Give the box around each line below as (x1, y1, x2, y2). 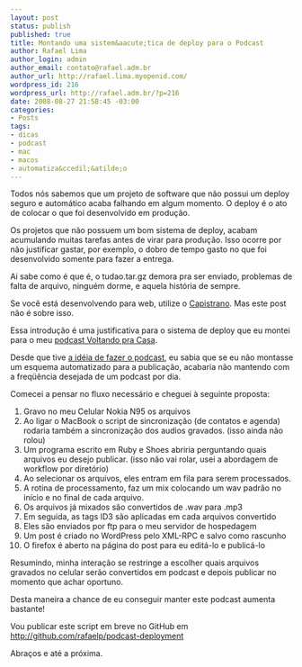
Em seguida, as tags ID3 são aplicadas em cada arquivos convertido (22, 511, 277, 522)
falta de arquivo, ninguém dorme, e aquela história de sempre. (10, 281, 241, 292)
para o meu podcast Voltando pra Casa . (10, 335, 158, 346)
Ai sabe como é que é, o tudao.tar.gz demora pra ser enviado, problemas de (10, 271, 293, 282)
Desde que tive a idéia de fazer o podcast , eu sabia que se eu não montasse (10, 352, 294, 363)
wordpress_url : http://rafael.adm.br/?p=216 (10, 88, 180, 97)
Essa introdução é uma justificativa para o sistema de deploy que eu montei (10, 325, 290, 336)
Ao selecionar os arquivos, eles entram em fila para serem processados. (22, 473, 291, 484)
